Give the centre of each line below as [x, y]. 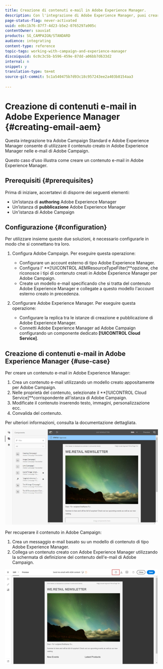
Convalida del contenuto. [37, 413]
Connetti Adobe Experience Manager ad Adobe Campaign [77, 328]
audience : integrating [28, 41]
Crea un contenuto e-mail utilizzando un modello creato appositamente [83, 382]
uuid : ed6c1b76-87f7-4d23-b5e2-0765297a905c [51, 26]
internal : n [17, 61]
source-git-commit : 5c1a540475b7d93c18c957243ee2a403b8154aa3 [69, 77]
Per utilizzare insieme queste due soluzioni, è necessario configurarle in [77, 239]
